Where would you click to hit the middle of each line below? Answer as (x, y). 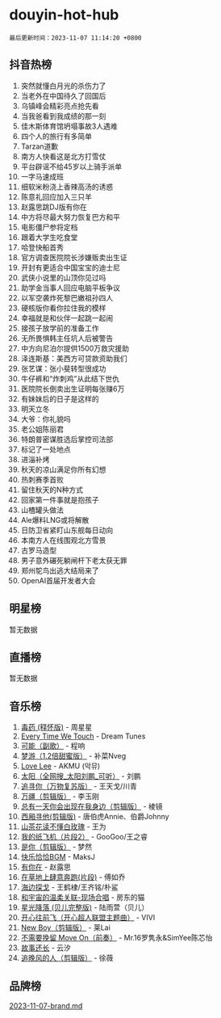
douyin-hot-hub (64, 15)
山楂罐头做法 (42, 510)
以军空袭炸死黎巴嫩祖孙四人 (67, 297)
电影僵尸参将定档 (49, 227)
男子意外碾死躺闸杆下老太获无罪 (74, 560)
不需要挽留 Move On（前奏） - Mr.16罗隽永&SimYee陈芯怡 (117, 938)
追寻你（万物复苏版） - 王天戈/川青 (79, 786)
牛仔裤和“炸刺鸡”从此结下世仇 (70, 378)
